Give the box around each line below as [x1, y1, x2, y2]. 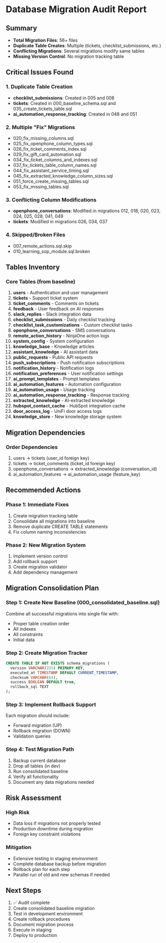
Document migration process [13, 922, 74, 928]
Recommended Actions [6, 486, 81, 495]
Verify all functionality [13, 774, 59, 780]
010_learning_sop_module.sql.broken [13, 248, 90, 254]
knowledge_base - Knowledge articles [13, 343, 95, 350]
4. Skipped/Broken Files [6, 231, 66, 238]
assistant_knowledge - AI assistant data [13, 349, 98, 355]
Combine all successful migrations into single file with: [6, 610, 119, 617]
